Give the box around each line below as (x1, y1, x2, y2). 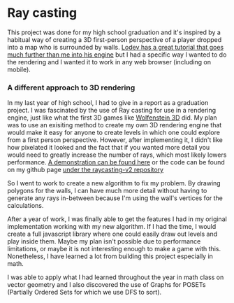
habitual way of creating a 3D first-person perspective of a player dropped (7, 35, 222, 43)
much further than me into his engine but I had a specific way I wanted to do (7, 50, 227, 59)
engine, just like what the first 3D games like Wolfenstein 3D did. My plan (7, 113, 218, 122)
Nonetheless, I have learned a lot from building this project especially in (7, 252, 213, 260)
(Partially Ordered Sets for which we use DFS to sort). (7, 288, 162, 297)
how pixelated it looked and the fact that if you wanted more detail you (7, 143, 210, 152)
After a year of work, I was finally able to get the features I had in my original (7, 215, 227, 223)
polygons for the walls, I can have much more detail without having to (7, 187, 207, 195)
